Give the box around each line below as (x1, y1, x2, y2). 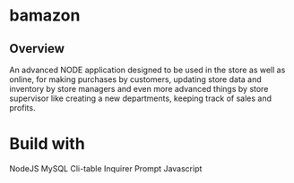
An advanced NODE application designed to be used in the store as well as (9, 64, 286, 75)
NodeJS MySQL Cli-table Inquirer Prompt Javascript (9, 162, 203, 174)
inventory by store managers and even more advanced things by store (9, 84, 269, 94)
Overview (9, 41, 65, 56)
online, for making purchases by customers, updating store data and (9, 74, 262, 85)
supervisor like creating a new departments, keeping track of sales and (9, 93, 272, 104)
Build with (9, 134, 85, 154)
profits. (9, 103, 36, 112)
